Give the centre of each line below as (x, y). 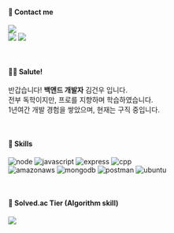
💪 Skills (20, 144)
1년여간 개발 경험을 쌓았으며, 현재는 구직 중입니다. (84, 110)
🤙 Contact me (31, 12)
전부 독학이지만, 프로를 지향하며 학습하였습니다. (81, 100)
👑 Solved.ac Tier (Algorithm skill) (63, 203)
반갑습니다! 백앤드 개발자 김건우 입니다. (68, 90)
